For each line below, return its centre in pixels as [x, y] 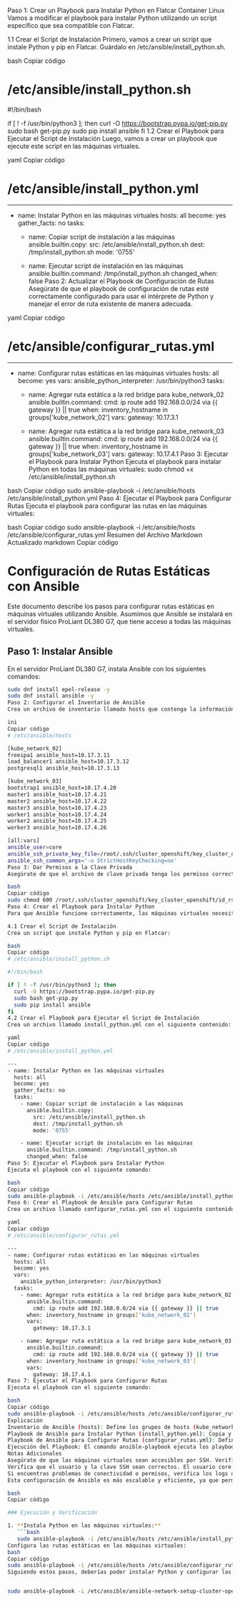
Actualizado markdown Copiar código [63, 542]
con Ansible [44, 586]
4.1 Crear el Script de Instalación [62, 926]
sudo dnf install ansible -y [51, 696]
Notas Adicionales [35, 1454]
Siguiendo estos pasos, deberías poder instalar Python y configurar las [120, 1572]
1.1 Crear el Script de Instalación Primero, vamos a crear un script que [110, 39]
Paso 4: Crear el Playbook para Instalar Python [81, 907]
